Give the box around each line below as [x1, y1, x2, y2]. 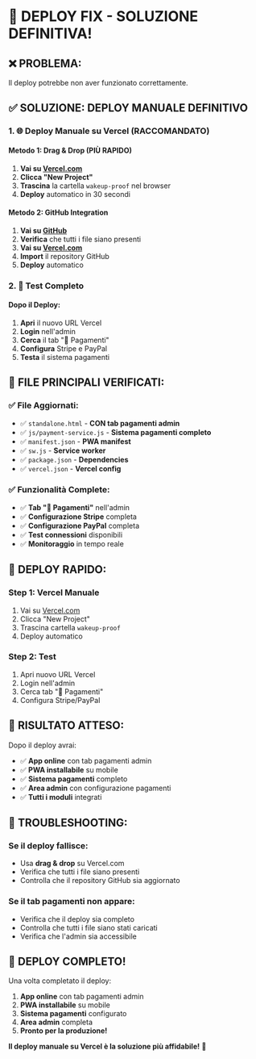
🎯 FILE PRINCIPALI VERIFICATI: [8, 375, 165, 390]
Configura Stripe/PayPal [19, 695, 101, 705]
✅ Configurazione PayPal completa [19, 521, 139, 530]
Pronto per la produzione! [19, 1026, 108, 1036]
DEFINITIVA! [8, 24, 93, 43]
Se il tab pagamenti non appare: [8, 896, 135, 907]
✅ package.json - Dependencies [19, 454, 129, 464]
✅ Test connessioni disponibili [19, 529, 123, 539]
